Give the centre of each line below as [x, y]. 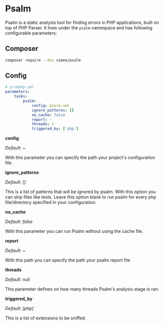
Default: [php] [19, 309]
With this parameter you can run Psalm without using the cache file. [74, 231]
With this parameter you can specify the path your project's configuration [80, 158]
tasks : [21, 97]
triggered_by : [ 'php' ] [55, 129]
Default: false [19, 221]
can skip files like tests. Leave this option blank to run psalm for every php [81, 197]
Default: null [18, 280]
